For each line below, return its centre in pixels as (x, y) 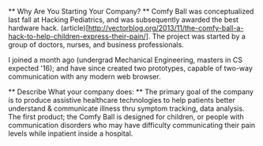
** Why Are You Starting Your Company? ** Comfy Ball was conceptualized (131, 11)
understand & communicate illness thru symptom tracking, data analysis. (126, 108)
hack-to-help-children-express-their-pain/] (78, 36)
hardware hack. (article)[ (49, 28)
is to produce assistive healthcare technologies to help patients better (122, 100)
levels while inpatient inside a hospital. (71, 133)
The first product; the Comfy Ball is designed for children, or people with (126, 117)
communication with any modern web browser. (85, 77)
